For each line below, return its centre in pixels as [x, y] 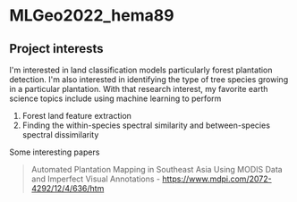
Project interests [57, 49]
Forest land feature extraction [77, 116]
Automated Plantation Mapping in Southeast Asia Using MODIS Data [157, 169]
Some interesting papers [55, 152]
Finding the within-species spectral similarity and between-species [146, 125]
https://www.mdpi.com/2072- [217, 179]
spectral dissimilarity [60, 135]
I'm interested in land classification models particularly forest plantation [141, 70]
